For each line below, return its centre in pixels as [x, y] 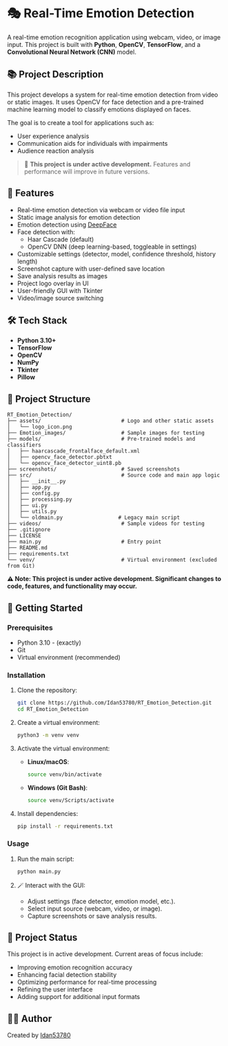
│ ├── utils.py [32, 512]
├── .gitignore [29, 530]
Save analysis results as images [62, 276]
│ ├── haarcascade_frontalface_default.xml [73, 451]
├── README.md [28, 548]
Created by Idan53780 [39, 1035]
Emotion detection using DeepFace [67, 225]
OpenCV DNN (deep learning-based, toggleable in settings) [112, 247]
